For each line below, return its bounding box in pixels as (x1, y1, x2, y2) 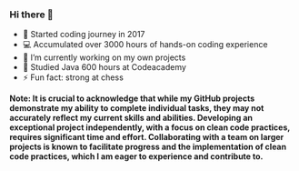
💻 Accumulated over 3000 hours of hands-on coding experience (22, 39, 268, 50)
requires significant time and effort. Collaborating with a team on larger (9, 132, 284, 143)
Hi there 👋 (9, 8, 55, 21)
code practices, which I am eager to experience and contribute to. (9, 151, 264, 162)
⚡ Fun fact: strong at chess (22, 72, 125, 83)
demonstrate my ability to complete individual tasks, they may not (9, 103, 264, 114)
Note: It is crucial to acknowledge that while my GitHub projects (9, 93, 255, 104)
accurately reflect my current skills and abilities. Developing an (9, 113, 253, 124)
